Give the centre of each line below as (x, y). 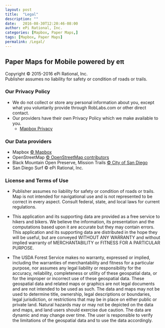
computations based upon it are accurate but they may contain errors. (83, 227)
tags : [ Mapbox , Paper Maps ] (34, 37)
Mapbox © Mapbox (32, 152)
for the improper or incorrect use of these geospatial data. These (78, 279)
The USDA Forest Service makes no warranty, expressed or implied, (81, 257)
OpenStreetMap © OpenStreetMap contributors (61, 157)
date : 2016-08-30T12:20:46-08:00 (42, 23)
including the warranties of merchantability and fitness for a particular (83, 263)
